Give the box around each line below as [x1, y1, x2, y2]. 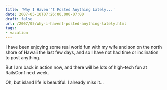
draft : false [5, 16, 33, 21]
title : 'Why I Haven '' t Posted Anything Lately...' [5, 7, 115, 12]
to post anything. [5, 55, 40, 60]
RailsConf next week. [5, 70, 49, 75]
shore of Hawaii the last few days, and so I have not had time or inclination [5, 49, 159, 55]
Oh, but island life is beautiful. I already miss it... [5, 79, 104, 85]
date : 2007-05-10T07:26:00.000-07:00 [5, 12, 84, 17]
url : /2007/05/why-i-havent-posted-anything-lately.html [5, 21, 127, 26]
